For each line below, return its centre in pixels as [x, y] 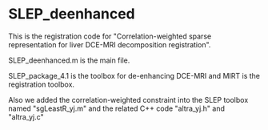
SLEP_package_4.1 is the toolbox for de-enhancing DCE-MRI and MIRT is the [134, 75]
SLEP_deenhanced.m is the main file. [69, 60]
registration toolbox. [41, 84]
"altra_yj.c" [26, 116]
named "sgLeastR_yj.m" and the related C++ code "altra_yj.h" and [117, 108]
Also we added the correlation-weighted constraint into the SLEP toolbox [128, 100]
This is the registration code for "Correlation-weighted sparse [110, 36]
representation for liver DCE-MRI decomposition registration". [110, 44]
